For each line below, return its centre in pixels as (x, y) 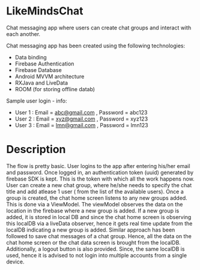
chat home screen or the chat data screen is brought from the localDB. (94, 242)
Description (36, 150)
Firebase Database (38, 70)
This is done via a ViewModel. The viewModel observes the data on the (95, 204)
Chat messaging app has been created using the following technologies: (95, 46)
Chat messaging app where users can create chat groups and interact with (99, 28)
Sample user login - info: (37, 101)
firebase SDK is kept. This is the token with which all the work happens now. (101, 179)
